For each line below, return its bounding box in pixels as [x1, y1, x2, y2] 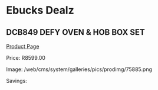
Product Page [6, 43, 39, 50]
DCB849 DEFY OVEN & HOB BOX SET [6, 27, 146, 37]
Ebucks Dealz [6, 4, 75, 17]
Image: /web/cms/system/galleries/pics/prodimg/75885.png [6, 66, 152, 73]
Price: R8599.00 [6, 54, 46, 61]
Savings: [6, 78, 28, 84]
